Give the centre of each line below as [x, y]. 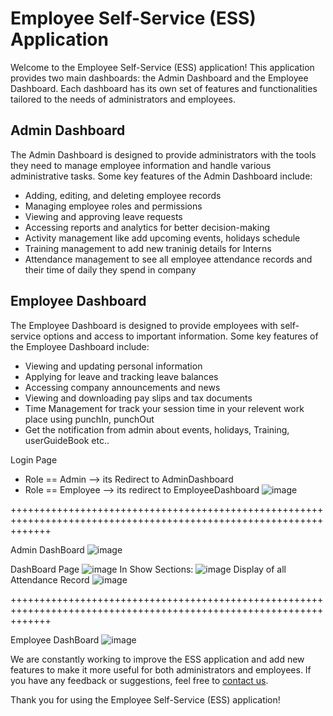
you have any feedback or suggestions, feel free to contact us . [139, 680]
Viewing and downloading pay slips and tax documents [138, 398]
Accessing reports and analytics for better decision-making [147, 227]
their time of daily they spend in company [110, 269]
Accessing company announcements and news [122, 387]
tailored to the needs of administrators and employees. [123, 99]
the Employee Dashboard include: [80, 346]
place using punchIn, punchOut [89, 419]
